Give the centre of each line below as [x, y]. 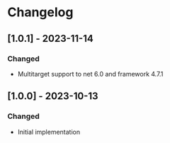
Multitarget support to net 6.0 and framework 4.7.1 [90, 74]
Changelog [40, 12]
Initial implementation [49, 132]
